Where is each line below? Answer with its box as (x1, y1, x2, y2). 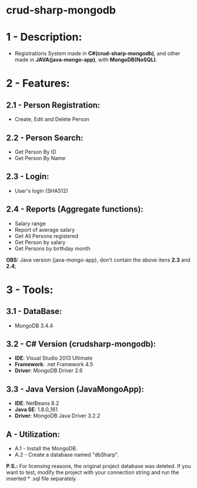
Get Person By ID (14, 148, 57, 155)
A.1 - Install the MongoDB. (14, 445, 78, 452)
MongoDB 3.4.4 (14, 322, 54, 329)
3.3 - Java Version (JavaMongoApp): (6, 384, 144, 394)
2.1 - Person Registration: (6, 100, 101, 110)
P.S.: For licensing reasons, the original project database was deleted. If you (6, 463, 191, 469)
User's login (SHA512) (14, 187, 69, 194)
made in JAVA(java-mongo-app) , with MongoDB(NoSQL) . (14, 56, 158, 63)
